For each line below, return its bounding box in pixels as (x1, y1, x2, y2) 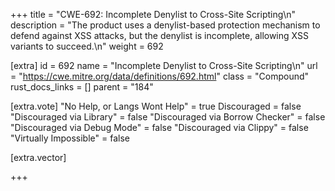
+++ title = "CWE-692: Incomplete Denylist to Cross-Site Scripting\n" (10, 9, 297, 20)
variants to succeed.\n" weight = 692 (10, 40, 164, 52)
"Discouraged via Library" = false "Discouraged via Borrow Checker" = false (10, 111, 326, 123)
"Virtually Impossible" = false (10, 132, 130, 144)
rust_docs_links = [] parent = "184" (10, 81, 154, 93)
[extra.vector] (10, 152, 67, 163)
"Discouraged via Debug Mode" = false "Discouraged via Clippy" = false (10, 122, 309, 133)
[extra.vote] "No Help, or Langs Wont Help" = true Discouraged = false (10, 100, 302, 112)
